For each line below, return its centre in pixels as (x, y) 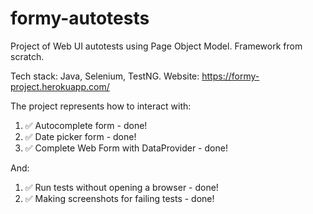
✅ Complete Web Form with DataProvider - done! (126, 148)
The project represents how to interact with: (101, 106)
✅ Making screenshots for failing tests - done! (119, 198)
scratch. (27, 56)
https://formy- (230, 76)
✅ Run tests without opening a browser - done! (121, 187)
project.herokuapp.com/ (60, 86)
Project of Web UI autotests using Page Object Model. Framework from (156, 46)
